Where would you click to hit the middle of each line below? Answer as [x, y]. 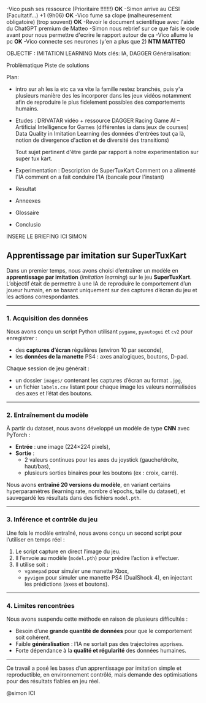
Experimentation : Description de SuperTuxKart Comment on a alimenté [105, 170]
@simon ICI [21, 693]
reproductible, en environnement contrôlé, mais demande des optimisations [102, 674]
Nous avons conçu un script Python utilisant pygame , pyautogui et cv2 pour [100, 332]
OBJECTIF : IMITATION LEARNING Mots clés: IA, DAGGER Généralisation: [99, 53]
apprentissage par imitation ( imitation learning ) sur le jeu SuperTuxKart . [99, 277]
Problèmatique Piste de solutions [48, 65]
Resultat [26, 189]
